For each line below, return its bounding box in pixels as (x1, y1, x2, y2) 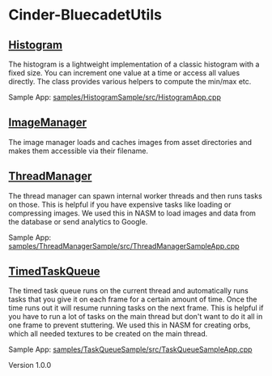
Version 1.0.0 (8, 361, 52, 370)
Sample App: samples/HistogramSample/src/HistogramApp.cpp (8, 92, 221, 102)
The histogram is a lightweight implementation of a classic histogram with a (8, 59, 260, 69)
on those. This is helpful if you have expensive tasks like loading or (8, 199, 232, 209)
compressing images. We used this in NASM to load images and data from (8, 208, 257, 218)
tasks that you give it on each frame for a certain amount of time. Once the (8, 294, 257, 305)
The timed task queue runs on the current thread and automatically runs (8, 286, 249, 296)
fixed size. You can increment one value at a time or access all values (8, 68, 240, 78)
